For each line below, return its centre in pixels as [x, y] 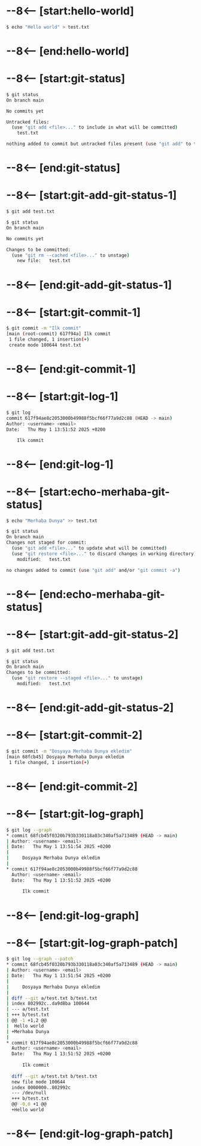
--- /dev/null [29, 1093]
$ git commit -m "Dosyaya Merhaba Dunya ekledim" [69, 751]
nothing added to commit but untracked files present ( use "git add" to [99, 144]
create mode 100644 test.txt [45, 345]
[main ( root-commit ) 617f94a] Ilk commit [59, 334]
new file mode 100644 [39, 1082]
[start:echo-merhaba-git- [105, 492]
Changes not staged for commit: [46, 543]
